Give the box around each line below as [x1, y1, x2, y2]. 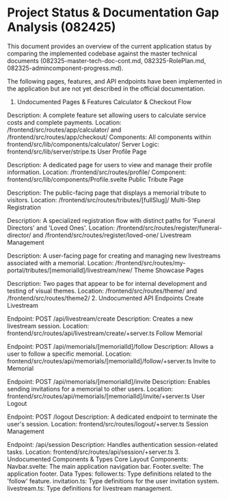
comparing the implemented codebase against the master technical [7, 49, 198, 58]
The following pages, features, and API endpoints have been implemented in [7, 77, 222, 85]
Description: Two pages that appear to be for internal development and [7, 279, 207, 287]
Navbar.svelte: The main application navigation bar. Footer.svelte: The [7, 462, 204, 470]
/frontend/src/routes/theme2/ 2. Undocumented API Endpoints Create [7, 293, 204, 302]
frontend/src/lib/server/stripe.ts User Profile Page [7, 147, 147, 156]
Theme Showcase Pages [134, 266, 204, 274]
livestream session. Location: [7, 321, 90, 330]
